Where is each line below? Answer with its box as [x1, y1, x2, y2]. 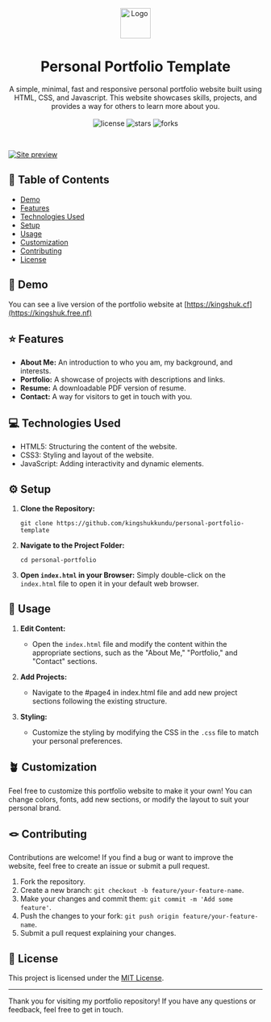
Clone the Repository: [19, 504, 95, 513]
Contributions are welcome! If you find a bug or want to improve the [8, 853, 234, 862]
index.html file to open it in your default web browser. [19, 579, 199, 588]
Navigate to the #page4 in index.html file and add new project [31, 687, 238, 697]
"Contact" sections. [31, 656, 98, 665]
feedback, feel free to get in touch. [8, 1005, 123, 1015]
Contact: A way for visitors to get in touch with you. [19, 392, 193, 402]
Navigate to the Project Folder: [19, 540, 125, 550]
